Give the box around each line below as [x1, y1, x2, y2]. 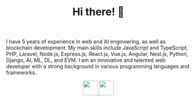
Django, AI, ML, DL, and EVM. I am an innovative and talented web [6, 57, 166, 64]
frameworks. [6, 69, 37, 76]
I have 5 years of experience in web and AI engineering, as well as [6, 38, 166, 45]
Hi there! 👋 [72, 5, 125, 19]
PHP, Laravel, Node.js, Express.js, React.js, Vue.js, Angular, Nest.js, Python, [6, 51, 189, 58]
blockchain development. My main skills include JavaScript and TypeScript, [6, 44, 189, 51]
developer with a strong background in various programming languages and [6, 63, 190, 70]
